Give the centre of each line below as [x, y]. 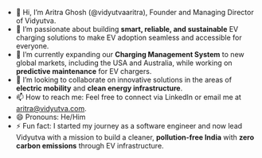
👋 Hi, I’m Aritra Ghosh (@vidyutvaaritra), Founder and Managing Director [135, 12]
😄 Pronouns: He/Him [51, 117]
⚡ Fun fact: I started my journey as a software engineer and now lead [129, 126]
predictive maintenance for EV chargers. [84, 71]
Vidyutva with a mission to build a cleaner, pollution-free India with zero [135, 137]
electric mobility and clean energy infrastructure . [99, 88]
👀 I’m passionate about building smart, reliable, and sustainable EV [127, 29]
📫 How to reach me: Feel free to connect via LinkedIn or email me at [128, 97]
